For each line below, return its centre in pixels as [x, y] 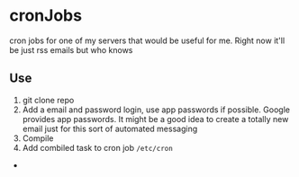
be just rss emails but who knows [71, 49]
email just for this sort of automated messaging [110, 128]
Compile [38, 138]
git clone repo [48, 100]
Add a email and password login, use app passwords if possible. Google [156, 110]
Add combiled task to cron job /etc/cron [97, 147]
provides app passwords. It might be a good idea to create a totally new [155, 119]
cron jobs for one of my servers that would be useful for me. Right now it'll [147, 40]
